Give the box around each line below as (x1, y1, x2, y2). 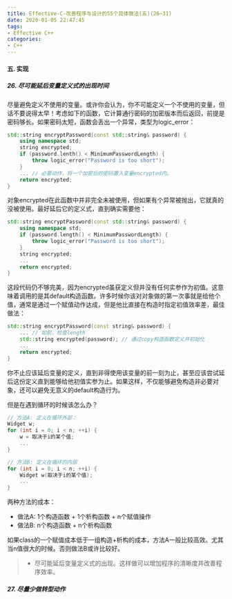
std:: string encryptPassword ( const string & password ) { (7, 323, 171, 330)
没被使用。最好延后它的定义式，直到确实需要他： (7, 205, 146, 213)
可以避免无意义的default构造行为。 (25, 386, 124, 394)
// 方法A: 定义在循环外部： (7, 414, 77, 421)
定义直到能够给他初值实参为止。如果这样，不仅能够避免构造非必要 (25, 377, 213, 386)
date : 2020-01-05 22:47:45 (7, 17, 85, 23)
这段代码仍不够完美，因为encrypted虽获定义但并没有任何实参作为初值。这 (7, 283, 218, 292)
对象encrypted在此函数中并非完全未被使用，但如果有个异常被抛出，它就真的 (7, 196, 224, 205)
